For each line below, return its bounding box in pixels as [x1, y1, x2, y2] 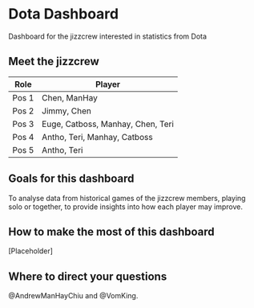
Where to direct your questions [8, 269, 167, 283]
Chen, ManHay [41, 92, 98, 103]
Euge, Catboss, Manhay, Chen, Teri [41, 118, 175, 129]
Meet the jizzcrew [8, 55, 100, 68]
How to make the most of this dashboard [8, 224, 215, 238]
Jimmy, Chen [41, 105, 92, 117]
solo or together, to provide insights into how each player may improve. [8, 202, 243, 211]
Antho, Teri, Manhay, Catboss [41, 131, 154, 142]
